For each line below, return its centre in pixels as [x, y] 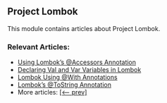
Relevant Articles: [39, 47]
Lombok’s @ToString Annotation [64, 85]
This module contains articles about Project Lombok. [84, 28]
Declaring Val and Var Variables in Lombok [79, 70]
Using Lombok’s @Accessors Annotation [76, 62]
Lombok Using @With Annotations [67, 78]
